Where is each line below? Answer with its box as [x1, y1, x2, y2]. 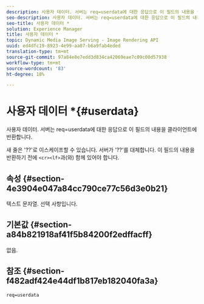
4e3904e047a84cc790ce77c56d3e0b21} [6, 183, 168, 193]
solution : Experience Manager [6, 26, 83, 32]
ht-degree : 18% [6, 71, 45, 77]
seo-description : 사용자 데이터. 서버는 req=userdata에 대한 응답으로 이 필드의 [6, 15, 190, 21]
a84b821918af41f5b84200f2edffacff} [6, 229, 153, 240]
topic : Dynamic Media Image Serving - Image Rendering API [6, 37, 159, 43]
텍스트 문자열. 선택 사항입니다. [6, 200, 78, 207]
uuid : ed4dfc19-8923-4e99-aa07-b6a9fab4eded [6, 43, 121, 49]
